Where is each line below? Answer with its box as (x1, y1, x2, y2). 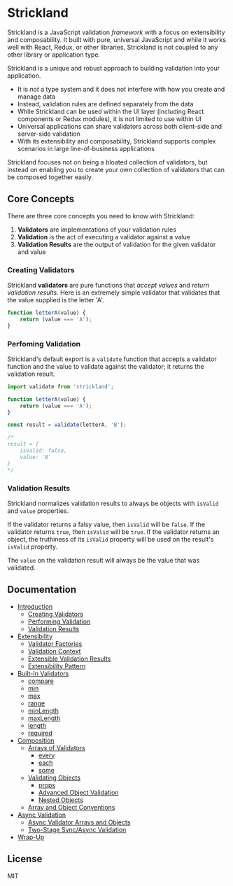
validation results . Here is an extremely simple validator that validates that (7, 288, 220, 297)
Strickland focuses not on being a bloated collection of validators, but (7, 157, 208, 166)
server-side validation (17, 129, 80, 138)
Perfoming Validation (7, 339, 81, 349)
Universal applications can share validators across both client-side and (17, 122, 223, 130)
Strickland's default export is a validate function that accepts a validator (7, 355, 217, 363)
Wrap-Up (17, 833, 45, 841)
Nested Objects (38, 796, 84, 804)
